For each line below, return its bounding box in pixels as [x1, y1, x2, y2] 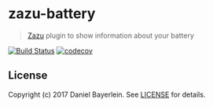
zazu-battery [8, 5, 96, 23]
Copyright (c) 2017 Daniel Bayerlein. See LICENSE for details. [8, 90, 206, 99]
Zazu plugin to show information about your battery [27, 31, 195, 40]
